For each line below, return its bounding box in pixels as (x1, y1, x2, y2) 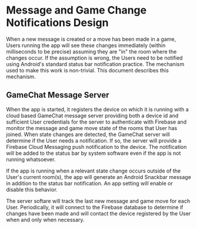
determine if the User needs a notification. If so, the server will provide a (6, 137, 182, 144)
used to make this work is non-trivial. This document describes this (6, 67, 169, 74)
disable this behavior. (6, 186, 58, 193)
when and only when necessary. (6, 216, 85, 223)
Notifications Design (6, 16, 109, 29)
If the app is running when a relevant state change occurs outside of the (6, 167, 181, 174)
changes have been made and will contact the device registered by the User (6, 210, 191, 217)
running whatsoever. (6, 155, 56, 162)
